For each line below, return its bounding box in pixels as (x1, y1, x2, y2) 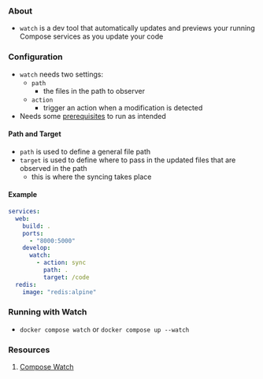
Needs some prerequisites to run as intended (19, 111, 167, 121)
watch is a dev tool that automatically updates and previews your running (19, 24, 255, 33)
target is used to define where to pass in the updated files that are (19, 155, 236, 165)
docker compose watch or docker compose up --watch (19, 325, 190, 334)
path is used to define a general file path (19, 147, 151, 156)
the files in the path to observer (43, 86, 146, 95)
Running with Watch (8, 307, 87, 318)
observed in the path (19, 163, 88, 173)
